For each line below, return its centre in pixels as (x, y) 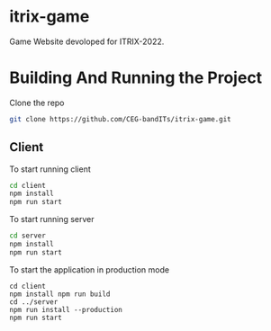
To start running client (50, 169)
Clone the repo (37, 103)
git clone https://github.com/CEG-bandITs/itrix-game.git (120, 119)
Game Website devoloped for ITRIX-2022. (87, 41)
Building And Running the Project (136, 78)
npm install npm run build (60, 294)
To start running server (52, 219)
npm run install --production (66, 309)
